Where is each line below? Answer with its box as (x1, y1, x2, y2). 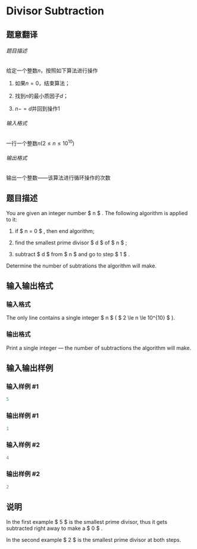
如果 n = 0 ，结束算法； (14, 79, 70, 87)
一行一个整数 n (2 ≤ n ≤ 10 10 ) (6, 139, 75, 147)
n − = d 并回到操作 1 (14, 105, 61, 112)
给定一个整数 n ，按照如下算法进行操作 (6, 67, 98, 74)
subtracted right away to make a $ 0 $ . (6, 525, 103, 532)
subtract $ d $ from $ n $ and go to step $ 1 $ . (14, 250, 130, 257)
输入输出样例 (6, 363, 54, 373)
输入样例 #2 (6, 441, 40, 449)
